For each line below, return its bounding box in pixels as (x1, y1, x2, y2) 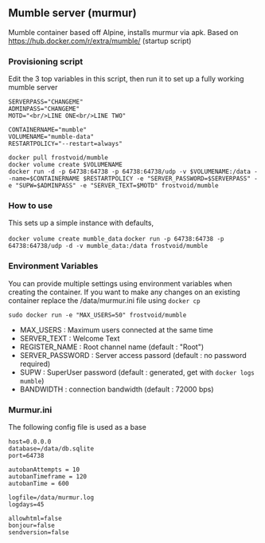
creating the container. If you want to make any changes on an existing (8, 287, 240, 297)
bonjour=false (8, 521, 56, 529)
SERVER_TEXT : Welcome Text (19, 333, 120, 343)
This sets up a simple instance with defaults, (8, 218, 154, 228)
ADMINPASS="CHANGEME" (8, 105, 80, 113)
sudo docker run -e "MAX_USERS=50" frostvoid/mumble (8, 311, 187, 319)
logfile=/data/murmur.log (8, 494, 94, 502)
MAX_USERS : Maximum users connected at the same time (19, 325, 213, 334)
